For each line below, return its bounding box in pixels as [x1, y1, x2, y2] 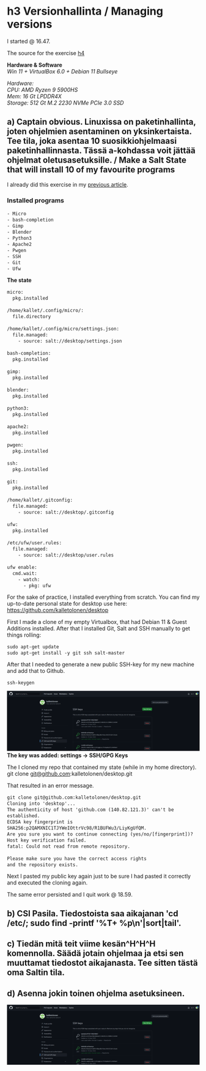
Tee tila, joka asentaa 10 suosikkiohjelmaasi [7, 136, 177, 146]
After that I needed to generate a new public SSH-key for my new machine [7, 661, 195, 668]
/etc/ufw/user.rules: [7, 540, 62, 546]
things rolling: [7, 631, 42, 639]
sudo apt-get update [7, 644, 60, 650]
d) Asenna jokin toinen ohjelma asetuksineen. [7, 988, 185, 998]
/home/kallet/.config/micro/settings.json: [7, 326, 120, 332]
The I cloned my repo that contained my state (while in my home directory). [7, 763, 197, 771]
